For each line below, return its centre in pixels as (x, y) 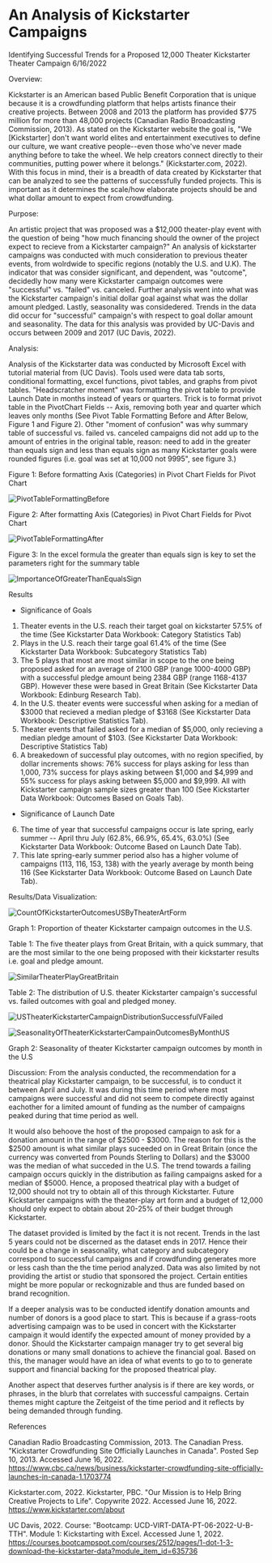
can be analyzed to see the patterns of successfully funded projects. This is (135, 181)
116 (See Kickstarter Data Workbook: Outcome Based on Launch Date (136, 872)
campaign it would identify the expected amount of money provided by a (130, 1335)
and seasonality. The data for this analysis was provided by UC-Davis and (132, 324)
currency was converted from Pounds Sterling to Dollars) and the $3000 (129, 1157)
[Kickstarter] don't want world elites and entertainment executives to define (134, 137)
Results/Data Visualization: (53, 896)
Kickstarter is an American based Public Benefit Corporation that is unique (132, 94)
